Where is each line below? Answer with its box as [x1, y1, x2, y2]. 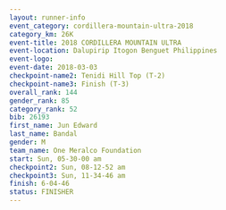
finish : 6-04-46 [9, 180, 70, 189]
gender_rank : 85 [9, 96, 70, 105]
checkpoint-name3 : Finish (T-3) [9, 80, 130, 88]
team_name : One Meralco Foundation [9, 146, 142, 155]
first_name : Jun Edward [9, 122, 98, 130]
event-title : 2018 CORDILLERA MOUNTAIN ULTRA [9, 38, 181, 47]
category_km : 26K [9, 29, 74, 38]
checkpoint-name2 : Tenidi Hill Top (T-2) [9, 71, 166, 80]
